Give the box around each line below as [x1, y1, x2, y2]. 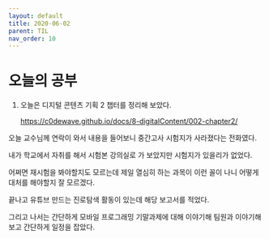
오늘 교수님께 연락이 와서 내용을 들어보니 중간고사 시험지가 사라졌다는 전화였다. [8, 133, 258, 143]
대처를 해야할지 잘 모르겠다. [8, 177, 96, 187]
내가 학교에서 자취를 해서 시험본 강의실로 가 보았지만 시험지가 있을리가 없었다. [8, 151, 253, 160]
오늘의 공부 [8, 72, 78, 90]
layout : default [8, 11, 63, 20]
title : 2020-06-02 [8, 19, 70, 28]
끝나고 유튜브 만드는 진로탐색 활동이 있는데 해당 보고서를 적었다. [8, 195, 210, 205]
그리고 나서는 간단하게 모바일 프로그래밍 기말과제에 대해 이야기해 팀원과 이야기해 [8, 212, 262, 222]
